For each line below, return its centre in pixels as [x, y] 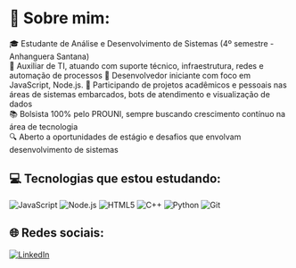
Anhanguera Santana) [49, 56]
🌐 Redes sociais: [57, 233]
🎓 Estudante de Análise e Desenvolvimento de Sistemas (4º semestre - [142, 43]
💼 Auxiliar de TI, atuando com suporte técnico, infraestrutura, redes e [137, 65]
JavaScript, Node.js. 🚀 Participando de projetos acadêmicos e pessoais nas [148, 85]
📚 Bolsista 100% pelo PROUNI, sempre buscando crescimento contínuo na [148, 113]
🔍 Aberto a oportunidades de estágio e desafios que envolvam [125, 137]
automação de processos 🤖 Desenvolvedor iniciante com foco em [130, 75]
